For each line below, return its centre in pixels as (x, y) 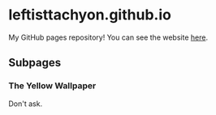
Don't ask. (26, 104)
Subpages (35, 63)
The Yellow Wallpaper (52, 86)
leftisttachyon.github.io (90, 15)
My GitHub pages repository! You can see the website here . (108, 37)
